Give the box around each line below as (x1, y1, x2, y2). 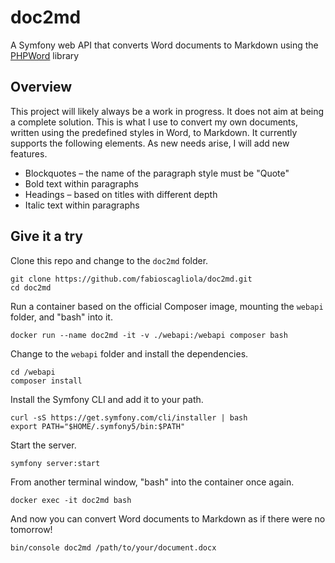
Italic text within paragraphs (24, 199, 140, 211)
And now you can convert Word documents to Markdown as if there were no (10, 512, 326, 525)
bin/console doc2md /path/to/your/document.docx (10, 542, 217, 553)
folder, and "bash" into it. (10, 311, 113, 323)
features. (10, 147, 48, 160)
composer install (10, 376, 83, 386)
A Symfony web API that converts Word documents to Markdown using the (10, 39, 319, 51)
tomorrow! (10, 523, 53, 535)
